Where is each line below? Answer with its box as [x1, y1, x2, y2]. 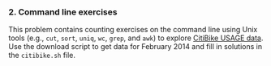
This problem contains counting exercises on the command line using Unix [8, 25, 258, 35]
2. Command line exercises [8, 6, 118, 18]
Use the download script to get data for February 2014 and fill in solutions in [8, 42, 262, 52]
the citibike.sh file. [8, 51, 75, 60]
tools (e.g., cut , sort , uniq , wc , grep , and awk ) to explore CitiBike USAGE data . [8, 33, 264, 43]
